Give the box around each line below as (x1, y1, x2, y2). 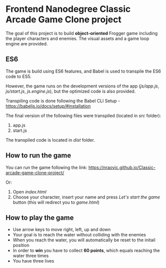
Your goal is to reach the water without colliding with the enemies (12, 232, 146, 238)
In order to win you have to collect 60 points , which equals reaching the (12, 248, 160, 254)
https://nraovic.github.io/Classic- (88, 164, 156, 170)
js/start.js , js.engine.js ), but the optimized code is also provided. (5, 88, 136, 94)
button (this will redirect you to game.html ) (12, 199, 100, 205)
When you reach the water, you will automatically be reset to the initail (12, 237, 156, 243)
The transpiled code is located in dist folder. (5, 137, 95, 143)
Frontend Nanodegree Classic (5, 3, 131, 15)
